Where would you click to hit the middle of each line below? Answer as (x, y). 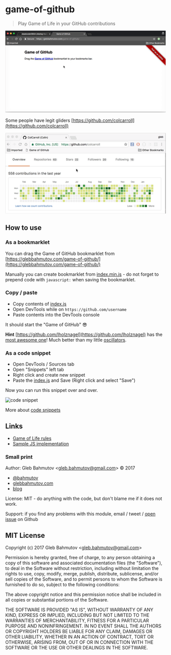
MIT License (25, 535)
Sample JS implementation (41, 443)
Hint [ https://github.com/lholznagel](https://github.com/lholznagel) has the (84, 334)
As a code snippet (28, 353)
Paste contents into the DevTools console (56, 315)
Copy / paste (21, 293)
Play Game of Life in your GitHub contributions (66, 23)
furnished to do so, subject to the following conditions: (62, 585)
